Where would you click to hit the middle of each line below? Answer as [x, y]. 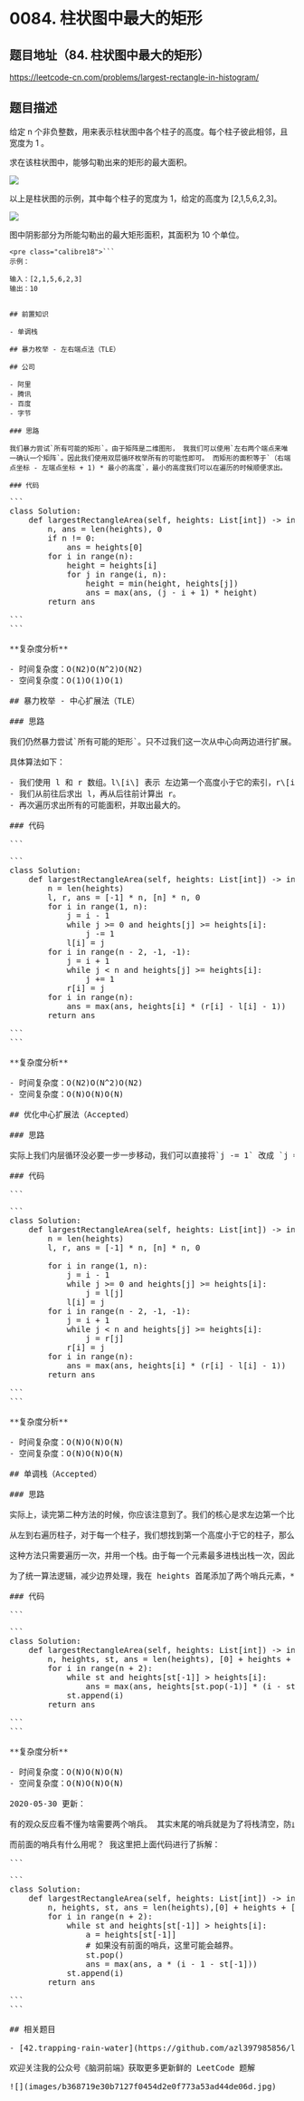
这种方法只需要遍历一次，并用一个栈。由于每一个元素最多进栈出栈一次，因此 [152, 1555]
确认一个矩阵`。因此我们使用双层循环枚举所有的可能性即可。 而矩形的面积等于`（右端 [153, 458]
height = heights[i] [112, 565]
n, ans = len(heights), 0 [105, 529]
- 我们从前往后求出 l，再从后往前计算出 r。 [95, 793]
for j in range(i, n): [117, 574]
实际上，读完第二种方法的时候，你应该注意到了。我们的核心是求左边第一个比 [152, 1514]
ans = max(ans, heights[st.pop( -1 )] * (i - [184, 1686]
